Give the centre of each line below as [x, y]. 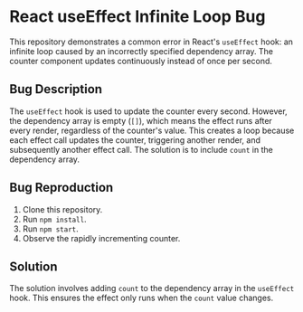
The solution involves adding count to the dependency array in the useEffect [152, 288]
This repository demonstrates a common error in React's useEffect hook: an [151, 42]
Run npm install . [55, 219]
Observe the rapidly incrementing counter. [101, 238]
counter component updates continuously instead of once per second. [141, 61]
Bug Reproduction [62, 188]
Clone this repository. [62, 209]
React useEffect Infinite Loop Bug [137, 17]
